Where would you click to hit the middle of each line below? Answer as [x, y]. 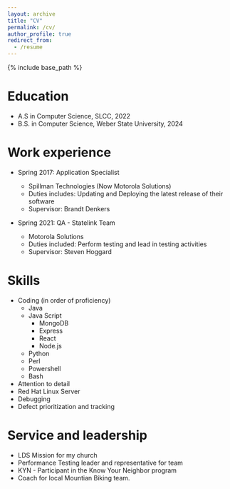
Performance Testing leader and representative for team [100, 463]
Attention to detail [44, 383]
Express [51, 331]
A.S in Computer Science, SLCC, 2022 [74, 116]
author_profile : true [40, 34]
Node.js [50, 346]
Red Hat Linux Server [49, 391]
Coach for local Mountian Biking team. [74, 478]
